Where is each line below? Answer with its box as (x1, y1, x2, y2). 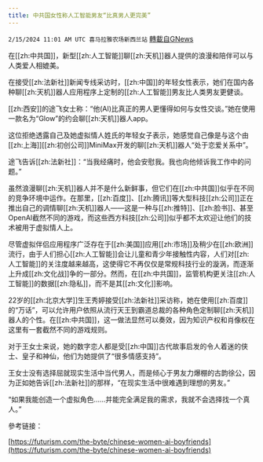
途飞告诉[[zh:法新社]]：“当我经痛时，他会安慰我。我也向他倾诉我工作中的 (8, 156, 245, 166)
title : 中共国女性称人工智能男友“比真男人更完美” (8, 11, 152, 20)
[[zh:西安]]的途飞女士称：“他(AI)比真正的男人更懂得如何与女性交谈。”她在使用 (8, 104, 256, 113)
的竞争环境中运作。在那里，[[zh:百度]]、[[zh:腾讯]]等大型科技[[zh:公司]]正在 (8, 193, 254, 203)
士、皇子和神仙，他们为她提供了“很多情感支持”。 (8, 351, 166, 361)
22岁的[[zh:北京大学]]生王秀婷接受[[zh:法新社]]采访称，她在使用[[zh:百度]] (8, 295, 249, 305)
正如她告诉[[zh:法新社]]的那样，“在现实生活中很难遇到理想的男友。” (14, 378, 230, 387)
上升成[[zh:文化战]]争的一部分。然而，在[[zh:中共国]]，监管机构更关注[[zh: (8, 269, 249, 278)
